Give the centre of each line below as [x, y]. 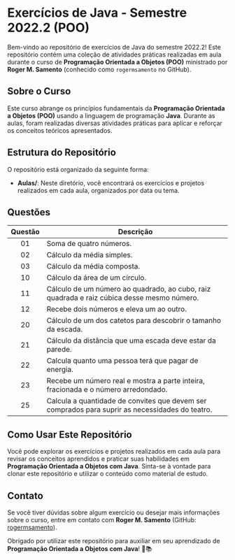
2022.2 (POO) [48, 28]
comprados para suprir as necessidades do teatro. [129, 410]
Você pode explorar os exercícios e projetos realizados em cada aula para [114, 452]
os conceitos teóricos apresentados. [60, 130]
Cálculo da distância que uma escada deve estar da [131, 340]
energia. [60, 370]
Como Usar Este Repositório [70, 435]
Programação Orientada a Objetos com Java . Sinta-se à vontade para [109, 466]
